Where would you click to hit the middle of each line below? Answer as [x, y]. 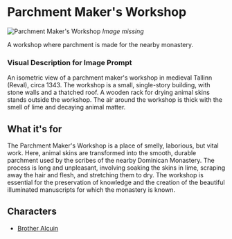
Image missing [123, 31]
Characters [32, 212]
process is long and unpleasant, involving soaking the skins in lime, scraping [116, 168]
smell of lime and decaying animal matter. [66, 107]
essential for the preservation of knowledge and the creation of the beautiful [116, 183]
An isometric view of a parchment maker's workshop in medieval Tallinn [110, 78]
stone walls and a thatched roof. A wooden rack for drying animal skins [108, 92]
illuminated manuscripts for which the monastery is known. [91, 190]
